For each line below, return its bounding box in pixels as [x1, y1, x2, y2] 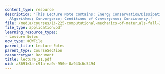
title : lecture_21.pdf [5, 57, 52, 62]
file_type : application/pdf [5, 25, 63, 30]
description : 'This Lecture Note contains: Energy [5, 12, 111, 17]
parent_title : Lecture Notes [5, 43, 65, 48]
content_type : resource [5, 7, 54, 12]
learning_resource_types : [5, 30, 58, 35]
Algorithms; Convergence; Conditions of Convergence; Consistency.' [9, 16, 153, 21]
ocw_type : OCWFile [5, 39, 43, 44]
